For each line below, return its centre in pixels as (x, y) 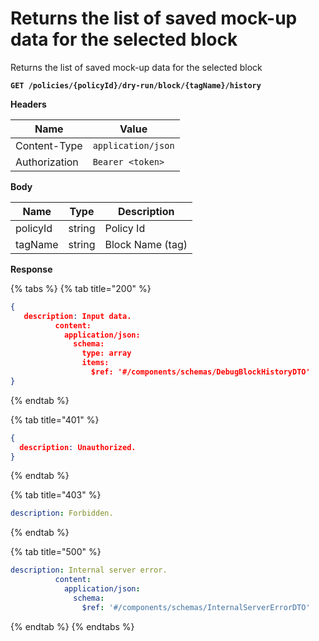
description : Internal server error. (89, 570)
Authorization (47, 162)
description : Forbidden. (62, 513)
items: (95, 363)
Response (31, 269)
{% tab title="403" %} (56, 495)
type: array (106, 353)
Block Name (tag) (146, 244)
